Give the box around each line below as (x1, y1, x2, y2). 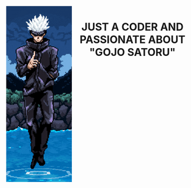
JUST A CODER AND (81, 20, 184, 34)
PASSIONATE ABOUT (79, 33, 186, 46)
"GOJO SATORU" (89, 46, 176, 59)
